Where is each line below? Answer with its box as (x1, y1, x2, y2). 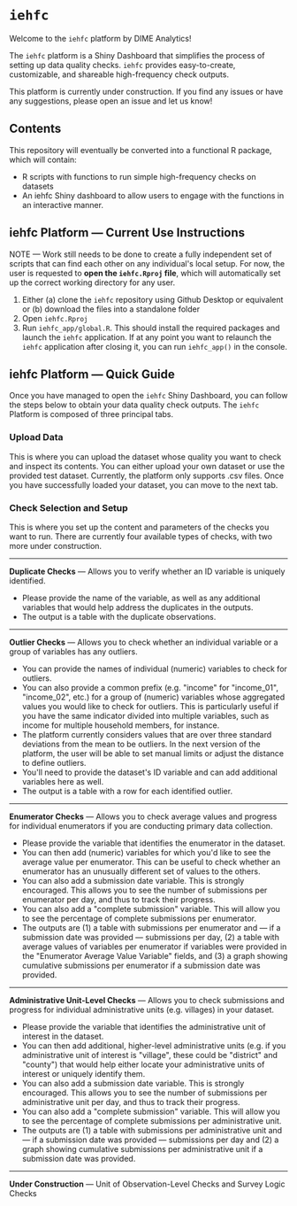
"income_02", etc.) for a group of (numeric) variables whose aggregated (21, 692, 286, 702)
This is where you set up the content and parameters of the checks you (9, 522, 270, 532)
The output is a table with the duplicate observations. (21, 611, 217, 622)
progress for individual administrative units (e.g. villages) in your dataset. (9, 1004, 275, 1015)
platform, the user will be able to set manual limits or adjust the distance (21, 747, 285, 759)
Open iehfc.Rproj (21, 313, 88, 323)
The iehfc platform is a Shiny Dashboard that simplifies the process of (9, 50, 265, 60)
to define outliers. (21, 757, 87, 768)
